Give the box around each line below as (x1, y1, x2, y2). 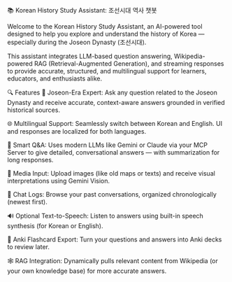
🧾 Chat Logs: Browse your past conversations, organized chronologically (7, 190, 217, 198)
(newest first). (7, 198, 48, 206)
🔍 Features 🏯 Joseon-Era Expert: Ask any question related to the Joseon (7, 88, 218, 97)
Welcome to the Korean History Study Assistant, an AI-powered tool (7, 22, 203, 30)
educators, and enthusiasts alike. (7, 74, 103, 83)
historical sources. (7, 106, 61, 114)
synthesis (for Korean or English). (7, 222, 103, 230)
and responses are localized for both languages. (7, 127, 147, 135)
